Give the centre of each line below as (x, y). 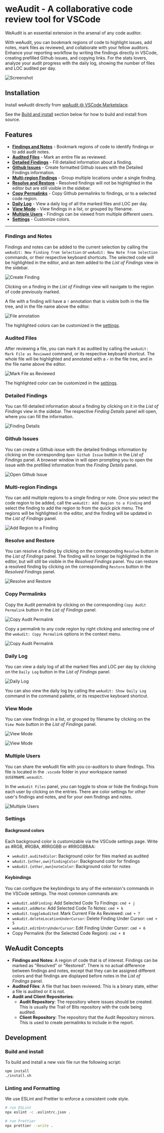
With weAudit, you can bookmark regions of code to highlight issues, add (79, 42)
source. (13, 119)
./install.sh (18, 1076)
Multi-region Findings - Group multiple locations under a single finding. (84, 178)
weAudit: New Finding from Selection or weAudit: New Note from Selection (82, 252)
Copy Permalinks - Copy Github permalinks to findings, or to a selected (84, 193)
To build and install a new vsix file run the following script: (63, 1062)
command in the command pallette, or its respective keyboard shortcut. (77, 696)
